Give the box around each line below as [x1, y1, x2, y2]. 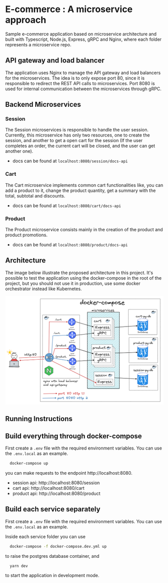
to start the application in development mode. [5, 572, 100, 578]
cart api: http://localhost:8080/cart [12, 485, 85, 491]
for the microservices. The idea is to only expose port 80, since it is [5, 75, 145, 81]
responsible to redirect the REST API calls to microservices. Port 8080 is [5, 80, 155, 86]
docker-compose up [10, 461, 49, 466]
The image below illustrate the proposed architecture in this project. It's [5, 270, 153, 276]
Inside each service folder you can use [5, 533, 86, 540]
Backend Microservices [5, 100, 81, 109]
